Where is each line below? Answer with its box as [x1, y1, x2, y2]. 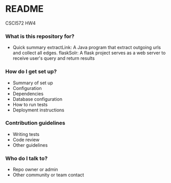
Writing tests [12, 131, 40, 137]
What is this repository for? [5, 33, 75, 40]
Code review [12, 136, 40, 143]
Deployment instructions [12, 107, 65, 113]
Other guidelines [12, 142, 48, 148]
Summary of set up [12, 80, 54, 86]
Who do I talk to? [5, 154, 48, 162]
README [5, 3, 44, 15]
